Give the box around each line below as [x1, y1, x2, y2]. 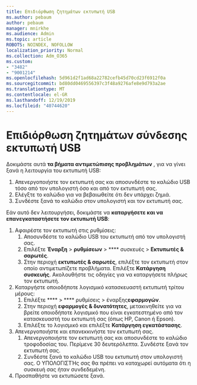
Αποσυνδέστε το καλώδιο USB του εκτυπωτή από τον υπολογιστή [23, 233, 186, 240]
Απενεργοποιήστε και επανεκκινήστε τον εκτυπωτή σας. [14, 328, 154, 335]
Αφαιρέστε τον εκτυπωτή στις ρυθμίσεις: [14, 227, 116, 234]
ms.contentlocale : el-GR [6, 92, 68, 98]
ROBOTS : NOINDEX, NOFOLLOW [6, 42, 73, 48]
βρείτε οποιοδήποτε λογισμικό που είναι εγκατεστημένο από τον [23, 309, 183, 316]
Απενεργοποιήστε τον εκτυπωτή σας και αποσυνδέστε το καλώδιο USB [14, 179, 191, 186]
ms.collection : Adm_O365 [6, 53, 68, 59]
